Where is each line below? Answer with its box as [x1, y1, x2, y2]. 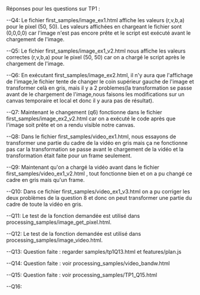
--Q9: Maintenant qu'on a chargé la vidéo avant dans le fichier [6, 164, 159, 171]
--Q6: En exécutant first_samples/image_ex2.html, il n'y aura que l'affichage [6, 72, 193, 78]
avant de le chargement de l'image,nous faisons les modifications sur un [6, 91, 185, 98]
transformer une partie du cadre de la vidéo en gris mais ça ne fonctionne [6, 139, 188, 146]
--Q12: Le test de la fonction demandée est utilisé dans [6, 230, 141, 237]
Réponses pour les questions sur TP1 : [6, 5, 100, 12]
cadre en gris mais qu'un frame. [6, 177, 85, 183]
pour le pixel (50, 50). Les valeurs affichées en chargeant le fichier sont [6, 23, 182, 30]
